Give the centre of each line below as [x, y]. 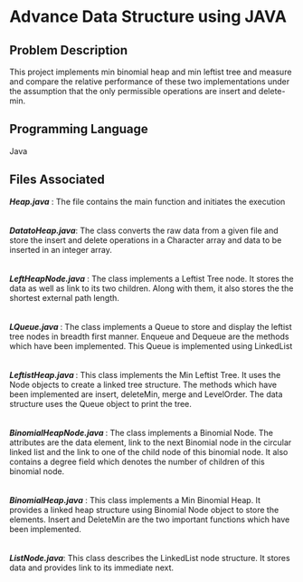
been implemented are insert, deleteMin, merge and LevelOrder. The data [146, 394]
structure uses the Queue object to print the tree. [101, 403]
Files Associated [57, 180]
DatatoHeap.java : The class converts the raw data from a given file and [144, 230]
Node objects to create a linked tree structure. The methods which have [143, 384]
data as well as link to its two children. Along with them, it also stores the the [151, 288]
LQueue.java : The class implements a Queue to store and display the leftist [151, 326]
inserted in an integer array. [61, 249]
